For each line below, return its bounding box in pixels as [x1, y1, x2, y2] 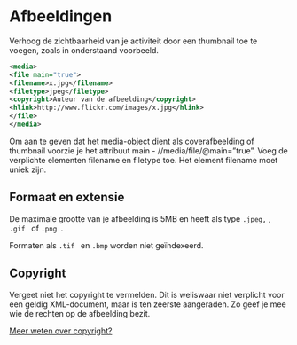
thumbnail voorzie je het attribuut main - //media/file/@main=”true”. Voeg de [9, 145, 288, 156]
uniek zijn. [9, 164, 47, 175]
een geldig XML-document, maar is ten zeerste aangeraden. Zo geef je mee [9, 299, 286, 310]
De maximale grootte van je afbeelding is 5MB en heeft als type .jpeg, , [9, 213, 271, 223]
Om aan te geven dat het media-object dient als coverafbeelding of [9, 136, 254, 146]
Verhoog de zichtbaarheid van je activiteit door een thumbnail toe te [9, 35, 258, 46]
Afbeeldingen [9, 6, 113, 27]
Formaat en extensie [9, 190, 125, 205]
